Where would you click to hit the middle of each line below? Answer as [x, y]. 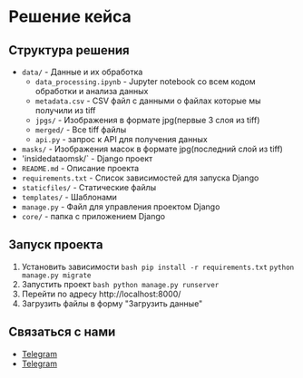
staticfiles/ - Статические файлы [89, 187]
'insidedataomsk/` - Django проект [87, 159]
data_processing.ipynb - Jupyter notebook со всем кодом [145, 82]
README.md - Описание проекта [80, 168]
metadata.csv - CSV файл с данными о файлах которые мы [148, 101]
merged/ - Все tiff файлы [81, 130]
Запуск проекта [56, 245]
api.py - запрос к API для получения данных [121, 139]
